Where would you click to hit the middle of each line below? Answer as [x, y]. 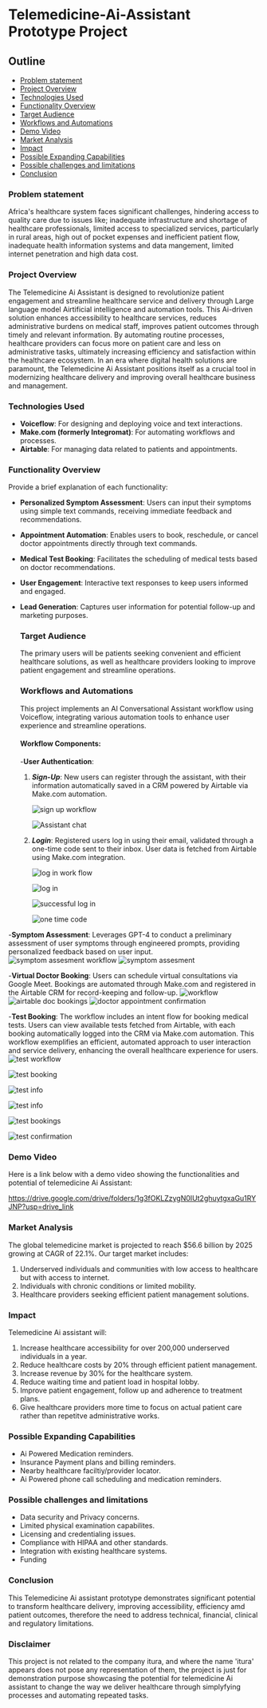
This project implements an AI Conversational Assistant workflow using [136, 708]
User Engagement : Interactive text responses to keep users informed [134, 583]
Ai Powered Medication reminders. [77, 1454]
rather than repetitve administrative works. [90, 1416]
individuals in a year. [53, 1356]
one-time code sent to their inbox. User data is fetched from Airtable [144, 849]
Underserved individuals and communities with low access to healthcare [139, 1269]
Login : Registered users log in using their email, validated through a [143, 840]
